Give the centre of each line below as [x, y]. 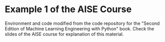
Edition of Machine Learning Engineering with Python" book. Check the [79, 28]
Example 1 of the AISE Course [68, 9]
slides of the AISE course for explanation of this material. [64, 34]
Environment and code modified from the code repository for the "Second [82, 23]
